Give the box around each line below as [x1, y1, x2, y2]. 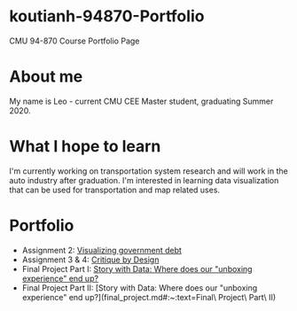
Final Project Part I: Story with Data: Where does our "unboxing [21, 263, 253, 274]
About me [9, 66, 83, 87]
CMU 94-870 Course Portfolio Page [9, 35, 140, 46]
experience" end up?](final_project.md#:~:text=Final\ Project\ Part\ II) [21, 292, 277, 302]
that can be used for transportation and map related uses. [9, 184, 220, 195]
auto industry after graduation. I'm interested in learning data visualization [9, 175, 279, 185]
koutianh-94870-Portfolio [9, 6, 205, 27]
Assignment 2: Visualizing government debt [21, 245, 182, 255]
